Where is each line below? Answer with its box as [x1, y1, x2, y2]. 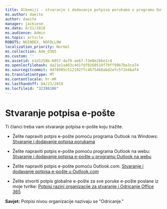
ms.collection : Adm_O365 [5, 49, 57, 54]
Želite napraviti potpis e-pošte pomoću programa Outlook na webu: [12, 148, 151, 154]
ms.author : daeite [5, 12, 43, 17]
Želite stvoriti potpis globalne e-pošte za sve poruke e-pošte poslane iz [12, 178, 159, 184]
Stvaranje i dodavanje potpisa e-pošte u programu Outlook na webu [12, 154, 152, 160]
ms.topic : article [5, 35, 43, 40]
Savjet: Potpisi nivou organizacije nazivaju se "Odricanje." [5, 199, 124, 205]
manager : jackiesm [5, 21, 43, 26]
